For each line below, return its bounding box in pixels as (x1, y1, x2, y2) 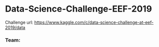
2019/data (5, 24, 25, 30)
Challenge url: (5, 19, 33, 25)
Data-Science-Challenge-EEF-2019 (5, 3, 152, 15)
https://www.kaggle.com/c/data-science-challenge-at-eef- (34, 19, 154, 25)
